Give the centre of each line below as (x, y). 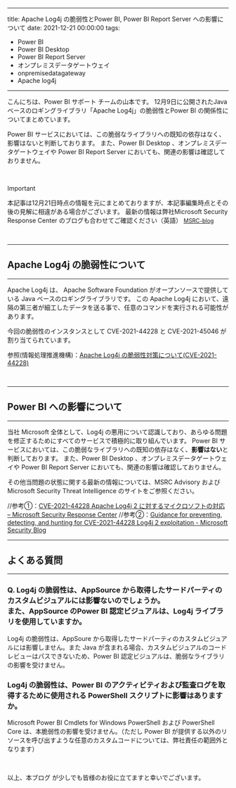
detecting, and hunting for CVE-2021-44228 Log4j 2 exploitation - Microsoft (118, 522)
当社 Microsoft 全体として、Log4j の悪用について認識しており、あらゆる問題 (117, 432)
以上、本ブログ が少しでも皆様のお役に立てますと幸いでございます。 (106, 777)
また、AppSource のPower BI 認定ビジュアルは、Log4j (100, 611)
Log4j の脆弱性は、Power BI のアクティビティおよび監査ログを (113, 685)
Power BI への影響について (65, 407)
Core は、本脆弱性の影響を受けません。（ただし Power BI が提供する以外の (114, 732)
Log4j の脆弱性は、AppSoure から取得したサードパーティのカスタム (105, 638)
